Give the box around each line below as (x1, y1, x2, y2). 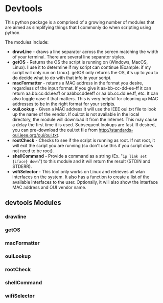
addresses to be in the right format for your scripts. (12, 101, 116, 107)
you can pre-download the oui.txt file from (12, 127, 98, 133)
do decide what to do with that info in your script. (12, 75, 112, 81)
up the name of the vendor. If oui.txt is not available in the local (12, 111, 140, 117)
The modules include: (5, 39, 49, 45)
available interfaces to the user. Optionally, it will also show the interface (12, 179, 158, 185)
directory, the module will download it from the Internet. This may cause (12, 116, 158, 122)
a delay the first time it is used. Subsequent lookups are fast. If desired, (12, 121, 156, 128)
